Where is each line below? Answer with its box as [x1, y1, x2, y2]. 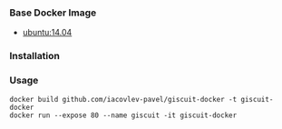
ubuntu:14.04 [22, 27, 73, 38]
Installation [9, 50, 61, 63]
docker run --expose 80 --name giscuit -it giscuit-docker [9, 111, 238, 120]
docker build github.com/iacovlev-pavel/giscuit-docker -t [9, 94, 238, 104]
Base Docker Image [9, 6, 97, 19]
